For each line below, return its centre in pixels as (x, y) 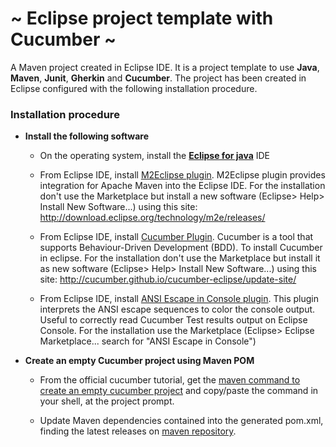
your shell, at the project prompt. (107, 401)
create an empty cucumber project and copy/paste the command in (179, 391)
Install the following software (86, 136)
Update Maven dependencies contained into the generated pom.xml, (181, 421)
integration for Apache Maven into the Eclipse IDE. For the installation (182, 186)
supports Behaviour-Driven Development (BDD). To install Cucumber (181, 248)
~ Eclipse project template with (142, 18)
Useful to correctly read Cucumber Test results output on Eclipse (173, 320)
